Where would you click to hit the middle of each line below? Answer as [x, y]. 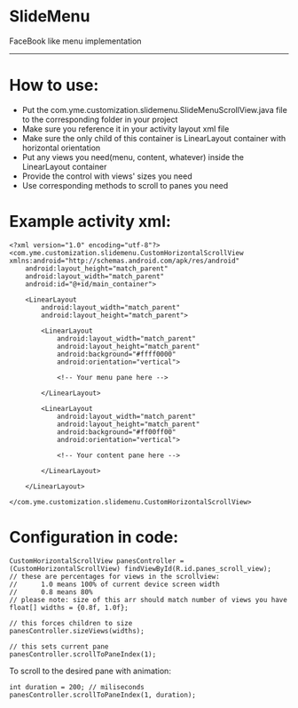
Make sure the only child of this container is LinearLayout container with [154, 138]
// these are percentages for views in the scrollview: [114, 576]
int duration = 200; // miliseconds [77, 687]
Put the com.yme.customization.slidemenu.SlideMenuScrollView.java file [155, 109]
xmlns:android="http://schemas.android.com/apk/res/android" [125, 261]
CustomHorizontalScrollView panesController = [97, 561]
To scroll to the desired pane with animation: [90, 671]
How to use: [54, 85]
